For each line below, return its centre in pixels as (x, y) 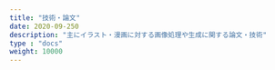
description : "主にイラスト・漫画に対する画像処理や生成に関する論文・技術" (138, 35)
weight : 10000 (36, 52)
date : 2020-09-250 (44, 26)
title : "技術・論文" (45, 18)
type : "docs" (36, 43)
